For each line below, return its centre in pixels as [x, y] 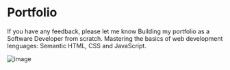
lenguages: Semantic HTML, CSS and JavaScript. [77, 46]
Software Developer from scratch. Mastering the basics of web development [115, 38]
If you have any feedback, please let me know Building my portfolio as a [108, 31]
